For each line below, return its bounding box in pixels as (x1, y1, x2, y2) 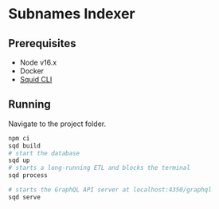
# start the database (8, 149, 80, 157)
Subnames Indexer (8, 5, 135, 23)
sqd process (8, 172, 48, 179)
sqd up (8, 156, 30, 164)
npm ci (8, 134, 30, 142)
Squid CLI (19, 75, 53, 84)
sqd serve (8, 193, 41, 201)
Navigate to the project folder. (8, 119, 106, 128)
